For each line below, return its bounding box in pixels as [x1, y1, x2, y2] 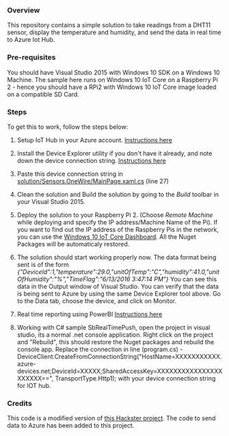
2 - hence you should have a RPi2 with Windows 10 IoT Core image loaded [7, 83, 217, 91]
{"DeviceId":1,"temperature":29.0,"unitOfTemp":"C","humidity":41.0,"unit [16, 268, 220, 276]
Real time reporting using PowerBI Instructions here [16, 310, 163, 318]
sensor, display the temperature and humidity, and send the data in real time [7, 28, 221, 36]
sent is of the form [16, 260, 70, 268]
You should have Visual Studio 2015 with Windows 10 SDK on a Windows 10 [7, 68, 220, 77]
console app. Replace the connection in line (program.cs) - [16, 345, 183, 353]
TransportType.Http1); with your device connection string [55, 374, 216, 382]
